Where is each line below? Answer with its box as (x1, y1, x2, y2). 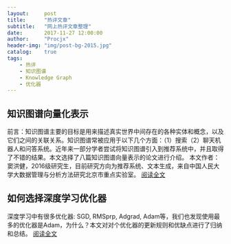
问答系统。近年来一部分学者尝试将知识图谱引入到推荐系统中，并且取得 (25, 145, 224, 153)
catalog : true (7, 49, 57, 56)
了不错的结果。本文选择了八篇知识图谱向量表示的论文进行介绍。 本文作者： (7, 153, 220, 162)
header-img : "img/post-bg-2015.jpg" (7, 42, 112, 49)
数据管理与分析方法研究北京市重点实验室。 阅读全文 (19, 170, 166, 179)
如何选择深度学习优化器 (7, 192, 107, 204)
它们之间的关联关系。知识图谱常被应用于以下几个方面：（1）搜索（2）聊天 (7, 136, 215, 145)
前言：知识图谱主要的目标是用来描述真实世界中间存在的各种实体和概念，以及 (7, 128, 224, 136)
